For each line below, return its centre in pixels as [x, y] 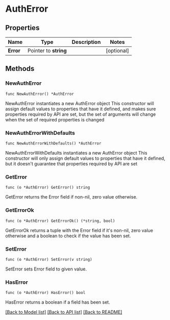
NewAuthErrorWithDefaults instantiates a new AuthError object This [76, 153]
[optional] [117, 51]
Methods [20, 69]
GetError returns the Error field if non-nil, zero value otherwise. [71, 197]
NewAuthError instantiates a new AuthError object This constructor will [80, 103]
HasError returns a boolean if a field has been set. [58, 302]
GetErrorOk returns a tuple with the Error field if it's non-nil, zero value [79, 230]
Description [86, 42]
